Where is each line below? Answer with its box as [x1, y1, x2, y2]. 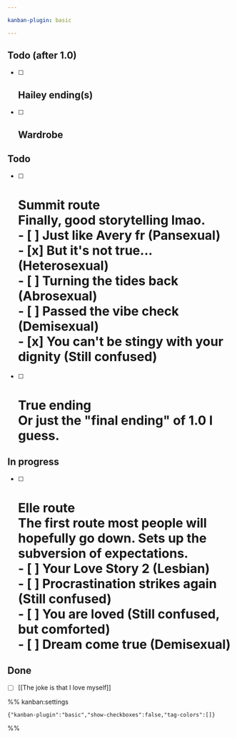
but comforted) [17, 621, 111, 637]
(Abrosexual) [17, 288, 98, 304]
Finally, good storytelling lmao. [17, 212, 206, 228]
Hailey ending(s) [17, 89, 94, 101]
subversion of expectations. [17, 545, 189, 561]
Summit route [17, 197, 101, 213]
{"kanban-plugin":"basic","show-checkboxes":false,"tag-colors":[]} [7, 712, 216, 719]
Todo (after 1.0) [7, 49, 77, 61]
